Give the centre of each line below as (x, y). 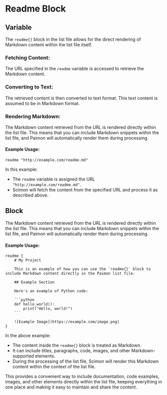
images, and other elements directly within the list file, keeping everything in (84, 382)
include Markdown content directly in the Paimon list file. (70, 274)
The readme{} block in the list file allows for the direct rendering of (73, 39)
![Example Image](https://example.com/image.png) (67, 322)
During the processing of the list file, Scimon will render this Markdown (85, 361)
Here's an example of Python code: (51, 291)
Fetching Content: (27, 57)
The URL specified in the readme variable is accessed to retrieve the (74, 69)
